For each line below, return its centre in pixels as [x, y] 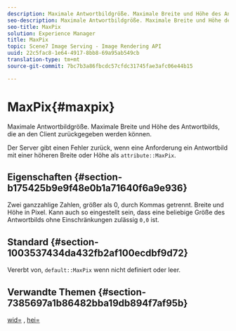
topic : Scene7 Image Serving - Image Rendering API [84, 46]
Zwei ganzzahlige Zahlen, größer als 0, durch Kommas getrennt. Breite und [116, 205]
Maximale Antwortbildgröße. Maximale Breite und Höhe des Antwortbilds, [113, 126]
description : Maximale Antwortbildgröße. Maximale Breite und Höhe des [114, 14]
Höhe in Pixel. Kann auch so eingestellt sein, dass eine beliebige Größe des [116, 212]
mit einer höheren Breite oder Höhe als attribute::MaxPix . [92, 155]
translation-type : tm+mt [44, 60]
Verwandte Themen [52, 292]
